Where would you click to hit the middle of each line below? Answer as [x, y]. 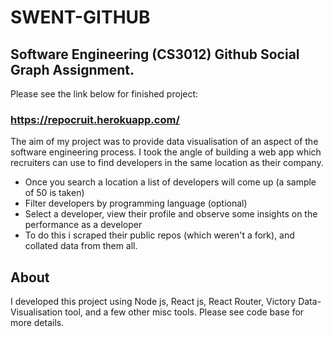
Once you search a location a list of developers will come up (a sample [170, 182]
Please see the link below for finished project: [104, 94]
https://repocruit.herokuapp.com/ [95, 119]
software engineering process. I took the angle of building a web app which [166, 152]
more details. [37, 323]
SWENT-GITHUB [80, 17]
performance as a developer [83, 225]
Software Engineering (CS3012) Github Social [155, 54]
